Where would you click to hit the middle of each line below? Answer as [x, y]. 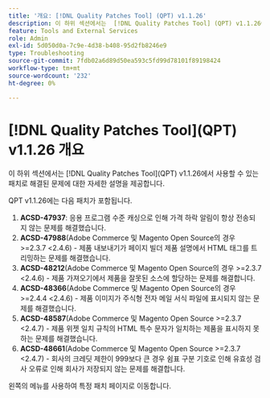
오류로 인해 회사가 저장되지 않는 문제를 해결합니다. [107, 369]
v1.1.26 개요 [47, 149]
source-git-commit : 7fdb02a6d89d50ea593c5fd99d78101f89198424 [115, 61]
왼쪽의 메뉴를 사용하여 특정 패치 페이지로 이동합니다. [90, 386]
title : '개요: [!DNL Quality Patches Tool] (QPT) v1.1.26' [108, 16]
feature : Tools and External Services [73, 31]
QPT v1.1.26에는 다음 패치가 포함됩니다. [70, 201]
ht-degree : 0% [32, 83]
